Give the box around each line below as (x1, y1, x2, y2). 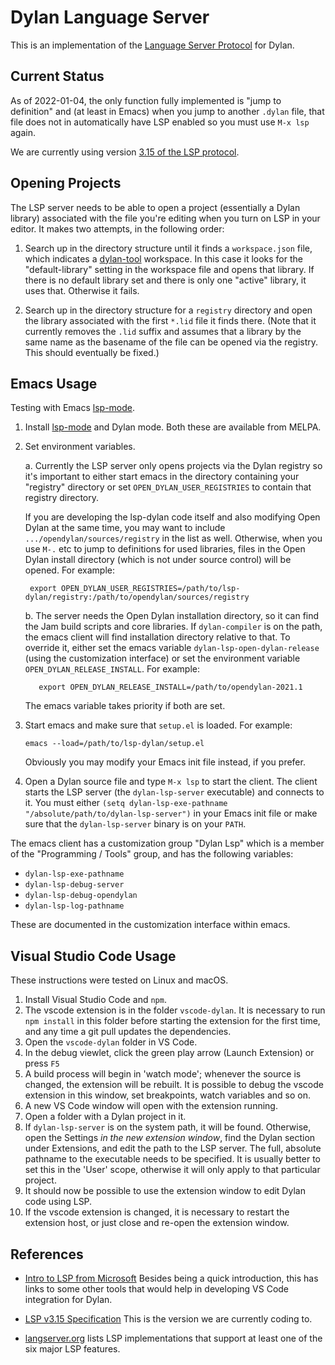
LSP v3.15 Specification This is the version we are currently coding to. (24, 1313, 313, 1325)
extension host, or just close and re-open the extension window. (24, 1217, 290, 1229)
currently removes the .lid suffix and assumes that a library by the (24, 325, 302, 337)
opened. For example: (24, 564, 115, 576)
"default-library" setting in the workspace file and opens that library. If (24, 263, 315, 275)
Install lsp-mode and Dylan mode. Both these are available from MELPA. (24, 421, 322, 433)
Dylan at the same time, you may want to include (24, 522, 226, 534)
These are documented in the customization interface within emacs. (10, 919, 291, 931)
